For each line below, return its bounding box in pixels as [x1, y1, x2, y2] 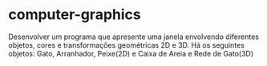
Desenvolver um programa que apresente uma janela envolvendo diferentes [8, 32, 259, 41]
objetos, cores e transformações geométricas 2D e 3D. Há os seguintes [8, 40, 245, 49]
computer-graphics [8, 6, 142, 24]
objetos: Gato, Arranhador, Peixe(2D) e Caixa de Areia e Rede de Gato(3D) [8, 49, 254, 58]
